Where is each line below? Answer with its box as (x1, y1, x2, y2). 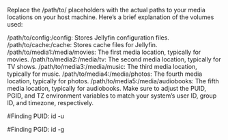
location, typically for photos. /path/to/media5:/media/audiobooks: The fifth (7, 77, 220, 85)
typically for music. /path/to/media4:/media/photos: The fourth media (7, 70, 203, 78)
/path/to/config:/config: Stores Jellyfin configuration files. (7, 33, 169, 42)
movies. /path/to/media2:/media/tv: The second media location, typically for (7, 55, 221, 64)
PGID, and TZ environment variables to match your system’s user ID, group (7, 92, 217, 100)
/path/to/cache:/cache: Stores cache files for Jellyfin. (7, 41, 158, 48)
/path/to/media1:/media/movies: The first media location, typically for (7, 48, 201, 56)
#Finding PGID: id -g (7, 126, 65, 133)
